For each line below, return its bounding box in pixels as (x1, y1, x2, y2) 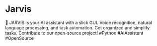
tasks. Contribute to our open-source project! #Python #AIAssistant (5, 30, 144, 36)
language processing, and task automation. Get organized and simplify (5, 24, 150, 30)
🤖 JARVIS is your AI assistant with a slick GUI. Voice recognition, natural (5, 20, 153, 25)
